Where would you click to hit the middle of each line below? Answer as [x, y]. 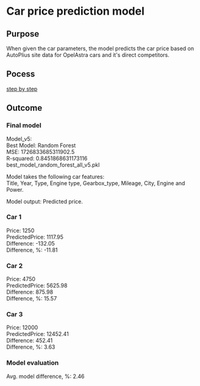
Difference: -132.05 [30, 243]
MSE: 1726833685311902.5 [41, 151]
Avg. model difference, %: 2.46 [45, 376]
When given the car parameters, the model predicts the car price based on [100, 48]
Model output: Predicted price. [45, 201]
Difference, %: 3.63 [31, 347]
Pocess [21, 74]
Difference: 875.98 [30, 292]
